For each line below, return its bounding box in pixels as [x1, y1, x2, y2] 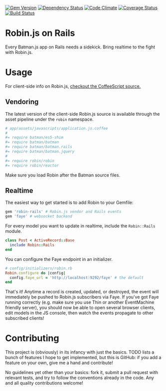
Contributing [5, 333, 59, 344]
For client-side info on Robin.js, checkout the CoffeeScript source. [5, 83, 141, 89]
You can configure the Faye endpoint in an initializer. [5, 256, 113, 262]
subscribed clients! [5, 315, 44, 321]
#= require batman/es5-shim [5, 135, 64, 140]
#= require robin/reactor [5, 163, 59, 168]
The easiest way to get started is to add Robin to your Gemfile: [5, 199, 134, 205]
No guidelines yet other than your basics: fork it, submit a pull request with [5, 370, 159, 376]
